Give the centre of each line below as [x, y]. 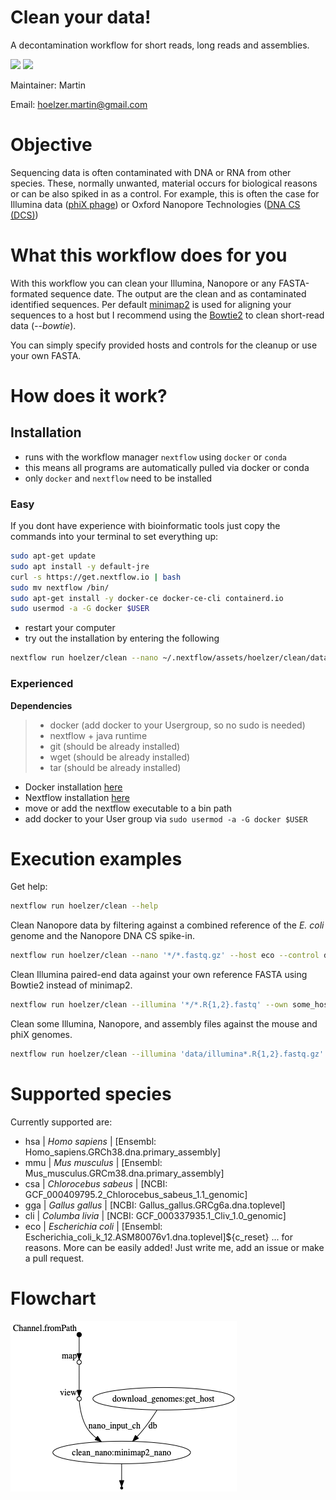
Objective [51, 145]
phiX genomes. [41, 1035]
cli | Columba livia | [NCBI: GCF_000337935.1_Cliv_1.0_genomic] [155, 1215]
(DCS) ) [24, 215]
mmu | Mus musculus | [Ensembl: [93, 1162]
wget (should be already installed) [120, 757]
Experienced [42, 684]
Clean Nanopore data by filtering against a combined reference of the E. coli [167, 925]
